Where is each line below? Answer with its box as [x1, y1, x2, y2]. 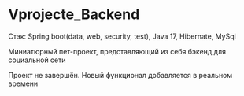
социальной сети [8, 55, 66, 65]
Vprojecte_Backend [8, 6, 140, 24]
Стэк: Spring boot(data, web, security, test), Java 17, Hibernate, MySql [8, 31, 236, 41]
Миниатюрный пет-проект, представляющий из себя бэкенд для [8, 46, 227, 56]
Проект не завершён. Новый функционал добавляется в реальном [8, 70, 233, 79]
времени [8, 79, 39, 88]
